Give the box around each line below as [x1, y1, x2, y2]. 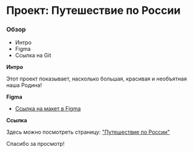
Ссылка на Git [15, 52, 51, 59]
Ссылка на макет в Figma [15, 105, 81, 112]
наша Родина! [6, 82, 42, 89]
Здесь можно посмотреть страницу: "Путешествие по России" [6, 128, 171, 136]
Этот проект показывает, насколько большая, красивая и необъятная [6, 75, 188, 82]
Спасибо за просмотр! [6, 140, 65, 148]
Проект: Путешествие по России [6, 4, 181, 18]
